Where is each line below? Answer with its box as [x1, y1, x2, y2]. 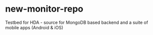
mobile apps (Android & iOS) [5, 24, 64, 30]
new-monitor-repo [5, 3, 83, 15]
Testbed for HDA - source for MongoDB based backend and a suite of [5, 19, 148, 25]
